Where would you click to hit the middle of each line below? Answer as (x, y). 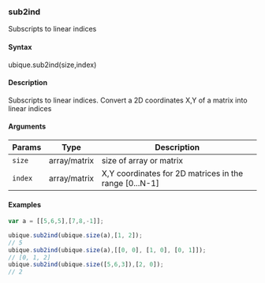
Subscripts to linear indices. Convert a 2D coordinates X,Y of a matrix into (128, 100)
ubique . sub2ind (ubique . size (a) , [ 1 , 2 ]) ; (76, 235)
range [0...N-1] (130, 183)
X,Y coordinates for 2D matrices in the (172, 173)
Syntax (20, 47)
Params (27, 147)
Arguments (27, 127)
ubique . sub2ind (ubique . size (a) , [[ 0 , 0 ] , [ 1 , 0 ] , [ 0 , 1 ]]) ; (107, 250)
